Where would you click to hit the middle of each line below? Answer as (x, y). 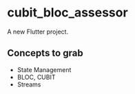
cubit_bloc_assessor (68, 13)
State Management (44, 69)
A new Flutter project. (38, 32)
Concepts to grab (45, 53)
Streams (29, 84)
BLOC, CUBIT (36, 77)
